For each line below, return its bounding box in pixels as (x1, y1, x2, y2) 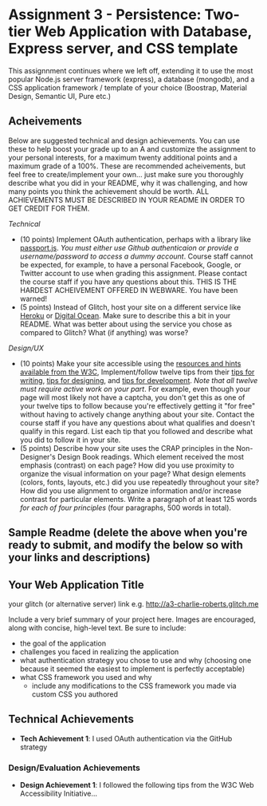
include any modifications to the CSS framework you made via (31, 681, 237, 690)
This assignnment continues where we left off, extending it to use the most (8, 65, 253, 75)
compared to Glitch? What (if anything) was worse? (19, 327, 189, 337)
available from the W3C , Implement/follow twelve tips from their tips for (19, 367, 255, 377)
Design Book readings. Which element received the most (57, 452, 245, 461)
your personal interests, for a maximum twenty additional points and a (8, 152, 238, 162)
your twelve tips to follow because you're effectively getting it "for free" (19, 401, 256, 410)
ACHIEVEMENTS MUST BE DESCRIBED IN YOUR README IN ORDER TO (8, 195, 245, 204)
